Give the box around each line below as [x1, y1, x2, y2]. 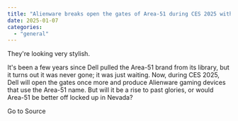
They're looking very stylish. [7, 50, 91, 58]
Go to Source [7, 107, 46, 115]
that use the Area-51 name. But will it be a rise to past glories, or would [7, 86, 214, 94]
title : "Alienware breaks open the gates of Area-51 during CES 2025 [7, 10, 217, 18]
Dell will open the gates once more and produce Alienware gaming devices [7, 79, 226, 87]
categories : [7, 23, 42, 30]
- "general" [13, 30, 50, 38]
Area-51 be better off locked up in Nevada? [7, 93, 133, 102]
